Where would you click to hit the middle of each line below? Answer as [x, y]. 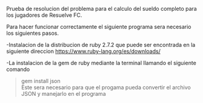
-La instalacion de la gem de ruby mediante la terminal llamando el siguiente [101, 63]
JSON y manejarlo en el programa [63, 94]
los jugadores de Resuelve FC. [44, 15]
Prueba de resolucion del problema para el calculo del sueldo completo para [101, 9]
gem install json [41, 81]
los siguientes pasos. [33, 33]
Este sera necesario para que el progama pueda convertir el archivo [106, 87]
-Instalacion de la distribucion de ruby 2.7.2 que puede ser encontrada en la [101, 45]
